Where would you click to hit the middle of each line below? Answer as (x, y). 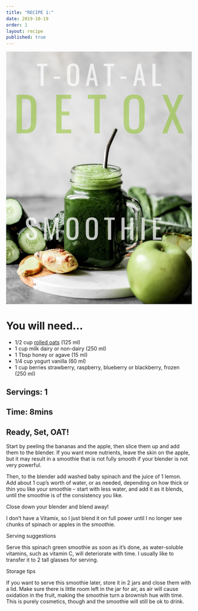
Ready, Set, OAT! (38, 432)
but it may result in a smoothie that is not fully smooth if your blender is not (97, 459)
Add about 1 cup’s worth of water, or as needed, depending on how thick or (98, 483)
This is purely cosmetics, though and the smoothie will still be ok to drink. (95, 602)
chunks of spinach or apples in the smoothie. (61, 524)
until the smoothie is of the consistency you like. (65, 495)
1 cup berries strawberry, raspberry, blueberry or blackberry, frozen (97, 367)
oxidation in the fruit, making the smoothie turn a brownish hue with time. (95, 595)
